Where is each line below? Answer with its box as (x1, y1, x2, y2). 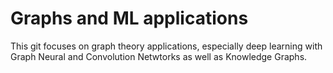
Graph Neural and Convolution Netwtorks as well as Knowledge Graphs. (10, 50, 308, 62)
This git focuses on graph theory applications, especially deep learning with (10, 40, 323, 52)
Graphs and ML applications (10, 7, 249, 30)
